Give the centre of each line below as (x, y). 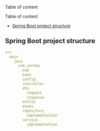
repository (33, 111)
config (29, 80)
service (30, 120)
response (35, 97)
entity (29, 102)
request (34, 93)
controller (33, 84)
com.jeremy (29, 66)
